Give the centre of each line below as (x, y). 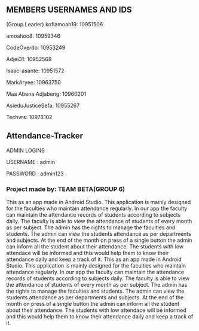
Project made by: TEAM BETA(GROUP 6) (66, 189)
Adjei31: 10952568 (29, 59)
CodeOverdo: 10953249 (36, 47)
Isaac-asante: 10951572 (35, 71)
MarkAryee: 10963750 (34, 82)
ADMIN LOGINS (25, 150)
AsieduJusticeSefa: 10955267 (43, 105)
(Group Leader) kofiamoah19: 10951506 (55, 24)
